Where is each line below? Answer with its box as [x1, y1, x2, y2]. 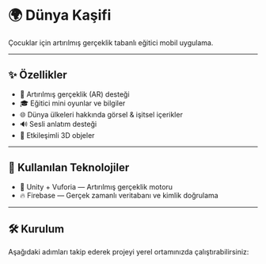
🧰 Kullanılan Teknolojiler [8, 161, 130, 174]
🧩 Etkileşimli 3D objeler [19, 130, 95, 140]
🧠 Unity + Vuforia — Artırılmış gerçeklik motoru [19, 182, 173, 191]
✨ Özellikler [8, 68, 67, 82]
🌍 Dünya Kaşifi [8, 6, 112, 25]
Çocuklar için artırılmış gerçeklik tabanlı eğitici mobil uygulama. [8, 37, 214, 48]
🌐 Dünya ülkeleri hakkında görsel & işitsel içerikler [19, 109, 184, 119]
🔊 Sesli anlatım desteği [19, 119, 97, 128]
